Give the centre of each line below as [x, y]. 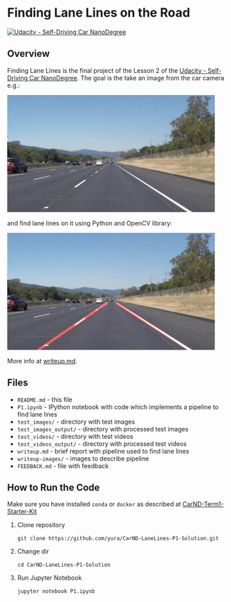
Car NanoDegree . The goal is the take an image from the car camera [127, 78]
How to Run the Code [54, 487]
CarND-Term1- [203, 504]
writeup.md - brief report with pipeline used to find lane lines [103, 451]
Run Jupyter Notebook [49, 578]
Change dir [33, 551]
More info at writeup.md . [42, 361]
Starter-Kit [22, 512]
